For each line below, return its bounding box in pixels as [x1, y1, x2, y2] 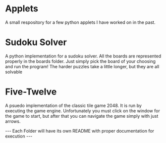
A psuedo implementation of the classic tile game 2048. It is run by [5, 102, 142, 108]
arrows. [5, 118, 21, 124]
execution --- [5, 133, 33, 139]
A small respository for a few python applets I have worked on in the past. [5, 19, 156, 25]
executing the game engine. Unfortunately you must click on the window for [5, 107, 160, 114]
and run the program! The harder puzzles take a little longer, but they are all [5, 63, 160, 69]
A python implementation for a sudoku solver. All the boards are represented [5, 53, 162, 59]
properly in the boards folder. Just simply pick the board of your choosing [5, 58, 156, 64]
